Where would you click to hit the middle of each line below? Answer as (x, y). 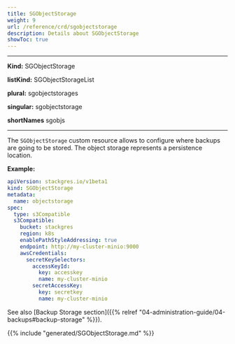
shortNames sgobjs (36, 120)
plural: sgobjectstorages (43, 93)
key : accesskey (60, 273)
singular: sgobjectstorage (45, 107)
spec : (15, 208)
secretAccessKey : (57, 286)
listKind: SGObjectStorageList (51, 80)
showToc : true (28, 40)
